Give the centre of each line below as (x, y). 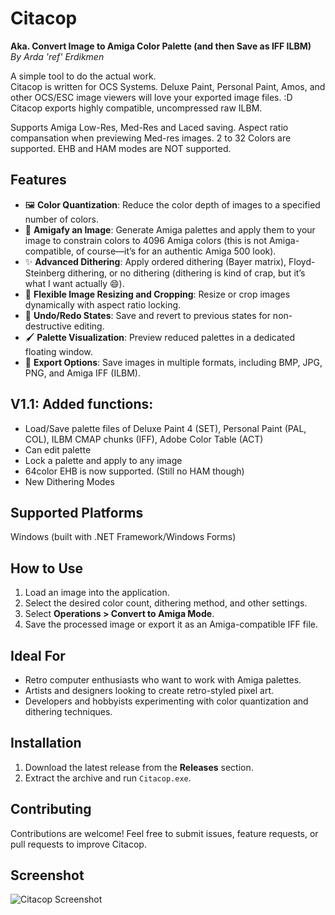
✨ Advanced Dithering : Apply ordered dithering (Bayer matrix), (155, 261)
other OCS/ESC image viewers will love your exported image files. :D (151, 97)
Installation (46, 743)
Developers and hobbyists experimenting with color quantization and (166, 701)
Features (38, 180)
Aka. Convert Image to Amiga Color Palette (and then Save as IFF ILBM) (161, 46)
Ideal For (38, 655)
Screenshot (47, 875)
